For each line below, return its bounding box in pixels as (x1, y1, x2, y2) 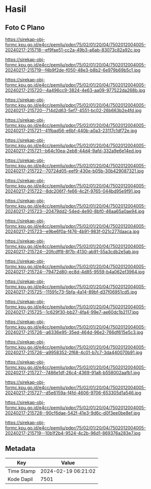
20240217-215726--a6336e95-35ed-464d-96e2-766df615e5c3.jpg (5, 329, 144, 335)
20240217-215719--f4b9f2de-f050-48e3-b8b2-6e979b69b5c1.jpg (5, 67, 141, 73)
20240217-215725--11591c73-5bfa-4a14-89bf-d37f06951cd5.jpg (5, 289, 137, 295)
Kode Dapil (7, 476, 33, 483)
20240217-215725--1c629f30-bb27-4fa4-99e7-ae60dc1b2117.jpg (5, 309, 139, 315)
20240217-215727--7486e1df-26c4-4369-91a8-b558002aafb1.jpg (5, 370, 140, 375)
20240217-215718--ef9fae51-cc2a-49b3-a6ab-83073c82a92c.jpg (5, 47, 141, 53)
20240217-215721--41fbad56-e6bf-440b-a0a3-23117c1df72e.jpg (5, 128, 137, 134)
